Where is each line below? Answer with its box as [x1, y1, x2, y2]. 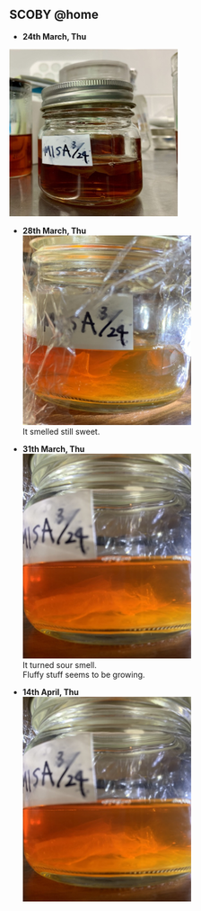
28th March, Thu [22, 225, 87, 237]
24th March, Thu [22, 31, 87, 41]
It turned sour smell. [22, 659, 97, 670]
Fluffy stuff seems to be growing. [22, 669, 145, 680]
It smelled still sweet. [22, 426, 100, 437]
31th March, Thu [22, 443, 85, 454]
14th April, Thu [22, 686, 79, 697]
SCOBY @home [9, 7, 99, 23]
